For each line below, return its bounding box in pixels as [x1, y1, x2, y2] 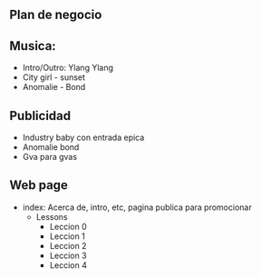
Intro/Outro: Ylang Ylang [22, 63, 114, 74]
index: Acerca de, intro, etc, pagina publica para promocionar [22, 202, 252, 213]
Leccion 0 [49, 221, 88, 232]
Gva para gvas [22, 152, 78, 163]
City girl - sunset [22, 72, 86, 83]
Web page [9, 177, 68, 194]
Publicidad [9, 108, 72, 124]
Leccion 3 [49, 250, 88, 261]
